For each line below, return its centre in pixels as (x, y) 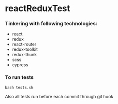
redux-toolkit (25, 49)
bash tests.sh (19, 88)
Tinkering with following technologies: (51, 24)
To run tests (19, 77)
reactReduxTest (38, 8)
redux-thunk (24, 55)
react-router (24, 45)
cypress (20, 65)
